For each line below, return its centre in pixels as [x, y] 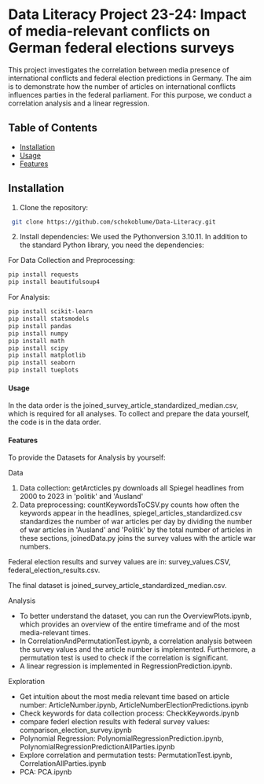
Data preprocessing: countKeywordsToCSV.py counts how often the [129, 505]
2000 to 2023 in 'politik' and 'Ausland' [81, 497]
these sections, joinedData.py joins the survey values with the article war [137, 538]
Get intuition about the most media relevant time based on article [125, 697]
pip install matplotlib [47, 356]
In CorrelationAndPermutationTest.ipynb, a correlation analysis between [136, 641]
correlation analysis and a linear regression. [79, 103]
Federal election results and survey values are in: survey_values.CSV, [119, 562]
